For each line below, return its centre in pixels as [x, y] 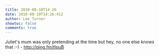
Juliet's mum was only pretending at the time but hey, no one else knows [80, 42]
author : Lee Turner [25, 19]
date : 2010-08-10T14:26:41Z [34, 14]
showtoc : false [21, 23]
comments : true [21, 28]
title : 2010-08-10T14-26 [31, 10]
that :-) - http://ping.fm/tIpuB [35, 47]
